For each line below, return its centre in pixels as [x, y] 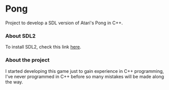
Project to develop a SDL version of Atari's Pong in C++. [64, 23]
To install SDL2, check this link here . [43, 47]
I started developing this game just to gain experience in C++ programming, [85, 71]
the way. [14, 82]
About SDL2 [20, 36]
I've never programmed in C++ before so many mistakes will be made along [85, 76]
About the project [27, 60]
